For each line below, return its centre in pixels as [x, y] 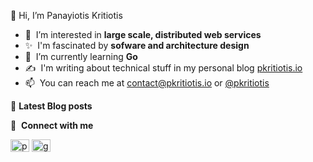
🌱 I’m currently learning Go [81, 56]
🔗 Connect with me [52, 125]
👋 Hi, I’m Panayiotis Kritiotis [66, 15]
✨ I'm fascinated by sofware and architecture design [137, 45]
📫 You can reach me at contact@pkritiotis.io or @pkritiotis [147, 83]
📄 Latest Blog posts [51, 106]
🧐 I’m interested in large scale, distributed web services [143, 34]
